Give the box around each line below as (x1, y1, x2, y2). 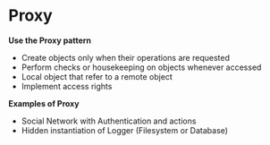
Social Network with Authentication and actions (21, 115, 197, 126)
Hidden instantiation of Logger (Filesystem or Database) (21, 124, 229, 135)
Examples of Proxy (8, 98, 80, 108)
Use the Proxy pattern (8, 35, 91, 46)
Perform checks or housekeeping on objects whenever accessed (21, 62, 262, 72)
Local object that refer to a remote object (21, 71, 173, 81)
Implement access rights (21, 81, 113, 91)
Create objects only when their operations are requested (21, 52, 230, 63)
